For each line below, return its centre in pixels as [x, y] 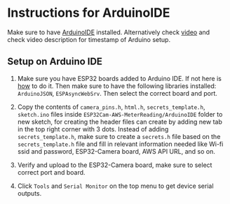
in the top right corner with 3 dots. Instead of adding [93, 129]
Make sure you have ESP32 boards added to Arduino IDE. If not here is [120, 78]
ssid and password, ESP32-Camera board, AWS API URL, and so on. [116, 151]
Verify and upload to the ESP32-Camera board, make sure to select [115, 165]
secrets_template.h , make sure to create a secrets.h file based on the [119, 136]
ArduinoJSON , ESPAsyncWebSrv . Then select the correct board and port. [117, 93]
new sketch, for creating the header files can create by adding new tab [120, 122]
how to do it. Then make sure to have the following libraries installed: [117, 86]
